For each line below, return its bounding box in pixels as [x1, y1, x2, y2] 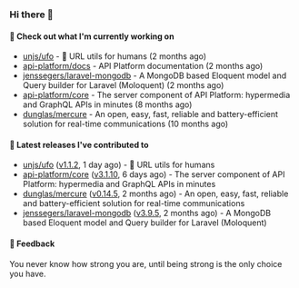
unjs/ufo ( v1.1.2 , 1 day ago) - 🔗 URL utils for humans [22, 159, 215, 171]
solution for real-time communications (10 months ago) [22, 118, 229, 130]
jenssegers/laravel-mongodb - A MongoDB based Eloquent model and [22, 70, 287, 81]
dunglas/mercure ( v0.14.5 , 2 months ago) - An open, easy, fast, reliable [22, 188, 289, 199]
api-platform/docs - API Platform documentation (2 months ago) [22, 61, 264, 72]
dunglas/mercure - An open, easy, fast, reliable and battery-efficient [22, 109, 279, 120]
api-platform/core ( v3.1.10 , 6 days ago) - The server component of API [22, 169, 285, 180]
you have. [9, 268, 46, 279]
